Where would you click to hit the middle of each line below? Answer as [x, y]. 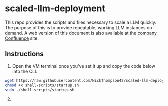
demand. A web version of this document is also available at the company [81, 33]
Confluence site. [22, 38]
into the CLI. [25, 71]
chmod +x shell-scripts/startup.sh [42, 85]
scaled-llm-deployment [55, 9]
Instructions [24, 54]
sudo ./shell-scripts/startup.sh [40, 90]
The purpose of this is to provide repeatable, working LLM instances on [79, 27]
